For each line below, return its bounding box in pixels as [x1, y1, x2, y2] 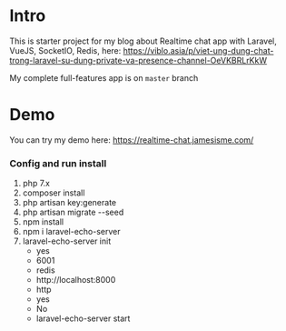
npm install [22, 216, 64, 227]
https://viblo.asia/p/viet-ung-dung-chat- [123, 45, 274, 55]
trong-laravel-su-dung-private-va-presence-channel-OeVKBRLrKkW [9, 55, 268, 65]
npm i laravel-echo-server [22, 226, 121, 237]
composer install [22, 187, 85, 198]
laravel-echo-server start [35, 313, 131, 324]
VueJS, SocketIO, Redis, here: [9, 45, 122, 55]
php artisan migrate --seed [22, 206, 124, 218]
